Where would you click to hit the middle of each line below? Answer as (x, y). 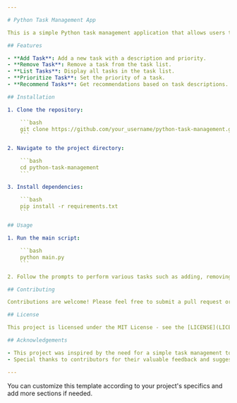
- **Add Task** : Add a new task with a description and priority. (107, 58)
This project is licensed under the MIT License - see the (96, 328)
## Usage (20, 225)
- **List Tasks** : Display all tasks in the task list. (91, 71)
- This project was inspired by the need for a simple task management (115, 353)
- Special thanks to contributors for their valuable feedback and (109, 359)
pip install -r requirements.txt (69, 206)
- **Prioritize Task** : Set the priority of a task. (86, 78)
